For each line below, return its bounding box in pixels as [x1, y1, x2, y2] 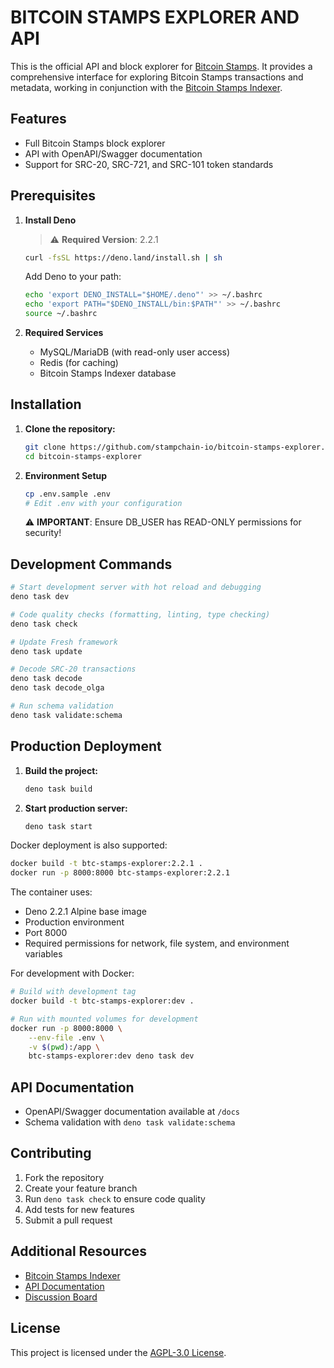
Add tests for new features [24, 1203, 135, 1215]
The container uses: [10, 886, 93, 898]
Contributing [10, 1145, 92, 1162]
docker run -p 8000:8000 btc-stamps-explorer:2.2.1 [10, 868, 230, 878]
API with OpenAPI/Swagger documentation [24, 147, 203, 160]
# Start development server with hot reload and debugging [10, 582, 262, 593]
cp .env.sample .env [24, 489, 111, 499]
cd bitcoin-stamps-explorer [24, 451, 142, 461]
